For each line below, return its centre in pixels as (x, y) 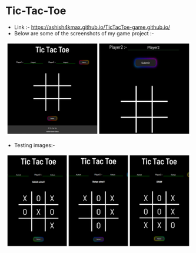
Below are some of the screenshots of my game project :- (84, 33)
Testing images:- (34, 145)
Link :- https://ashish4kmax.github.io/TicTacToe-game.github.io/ (92, 27)
